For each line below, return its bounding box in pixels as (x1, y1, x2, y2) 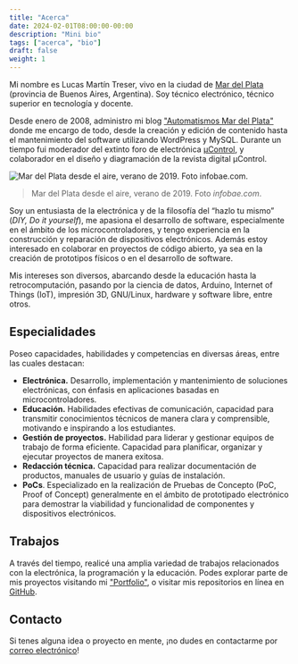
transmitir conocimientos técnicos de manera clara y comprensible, (21, 413, 270, 424)
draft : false (9, 46, 58, 55)
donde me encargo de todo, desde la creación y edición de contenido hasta (9, 125, 288, 135)
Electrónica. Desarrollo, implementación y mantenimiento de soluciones (21, 374, 288, 385)
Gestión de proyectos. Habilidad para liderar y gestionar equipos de (21, 432, 275, 442)
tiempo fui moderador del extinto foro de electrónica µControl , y (9, 144, 244, 155)
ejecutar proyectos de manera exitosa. (21, 450, 164, 461)
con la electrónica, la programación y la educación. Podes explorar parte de (9, 567, 288, 577)
